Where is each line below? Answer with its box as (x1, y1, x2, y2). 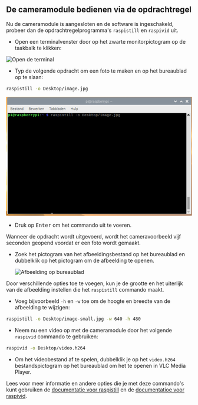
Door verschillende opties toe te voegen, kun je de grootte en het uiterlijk (6, 280, 183, 287)
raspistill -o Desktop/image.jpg (6, 86, 88, 92)
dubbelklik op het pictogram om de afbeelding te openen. (14, 257, 154, 264)
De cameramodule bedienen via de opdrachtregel (6, 5, 192, 15)
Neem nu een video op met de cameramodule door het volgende (14, 326, 172, 334)
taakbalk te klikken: (14, 44, 62, 51)
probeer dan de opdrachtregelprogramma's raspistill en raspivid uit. (6, 27, 179, 34)
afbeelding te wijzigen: (14, 303, 70, 311)
